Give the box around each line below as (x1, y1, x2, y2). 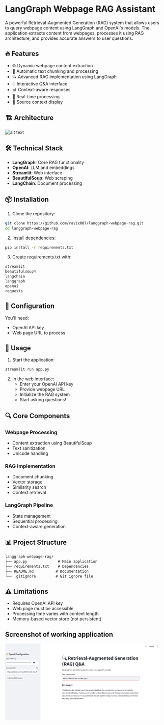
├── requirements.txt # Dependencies (5, 564, 89, 569)
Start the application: (12, 357, 55, 363)
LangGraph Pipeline (5, 502, 53, 509)
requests (5, 288, 23, 293)
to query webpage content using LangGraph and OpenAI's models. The (5, 25, 150, 30)
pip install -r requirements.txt (5, 245, 74, 250)
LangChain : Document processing (12, 180, 82, 186)
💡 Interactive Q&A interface (12, 81, 68, 86)
